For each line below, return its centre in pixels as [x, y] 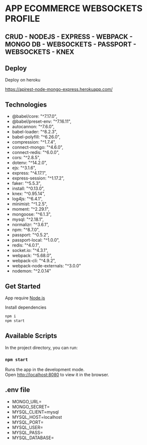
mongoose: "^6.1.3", [32, 214]
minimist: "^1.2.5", [29, 204]
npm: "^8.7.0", [26, 230]
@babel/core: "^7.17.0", [35, 116]
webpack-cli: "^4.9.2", [34, 261]
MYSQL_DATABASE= [33, 438]
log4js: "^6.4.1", [27, 199]
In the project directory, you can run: [41, 347]
